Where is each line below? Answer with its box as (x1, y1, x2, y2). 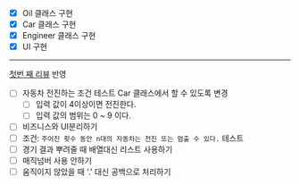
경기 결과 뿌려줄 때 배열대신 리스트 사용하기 (21, 144, 173, 155)
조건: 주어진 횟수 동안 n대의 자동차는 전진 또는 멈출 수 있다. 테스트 (21, 132, 244, 143)
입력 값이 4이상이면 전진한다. (35, 99, 137, 110)
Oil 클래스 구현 (21, 8, 73, 18)
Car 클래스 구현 (21, 19, 77, 29)
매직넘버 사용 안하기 (21, 155, 92, 165)
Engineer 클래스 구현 (21, 30, 96, 41)
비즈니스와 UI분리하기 (21, 122, 98, 132)
